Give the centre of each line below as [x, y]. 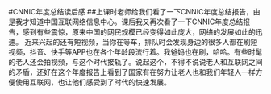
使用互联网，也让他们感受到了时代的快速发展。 [93, 82]
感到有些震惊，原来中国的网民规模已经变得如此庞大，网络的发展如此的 [139, 32]
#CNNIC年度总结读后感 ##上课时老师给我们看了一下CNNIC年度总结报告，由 [134, 12]
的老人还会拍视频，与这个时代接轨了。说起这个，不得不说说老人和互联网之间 [135, 62]
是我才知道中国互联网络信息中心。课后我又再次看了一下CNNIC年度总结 [126, 22]
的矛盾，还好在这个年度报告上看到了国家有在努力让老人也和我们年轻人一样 [132, 72]
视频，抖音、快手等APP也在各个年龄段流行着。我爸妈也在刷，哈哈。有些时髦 [135, 52]
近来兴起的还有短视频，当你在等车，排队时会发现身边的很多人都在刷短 [141, 42]
